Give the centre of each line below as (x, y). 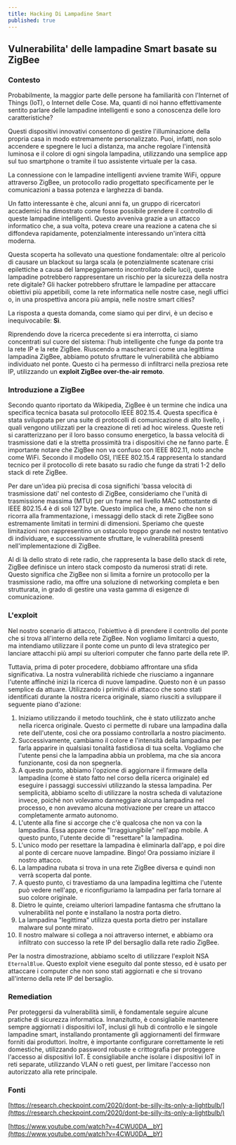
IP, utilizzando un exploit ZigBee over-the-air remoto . (86, 372)
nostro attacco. (40, 860)
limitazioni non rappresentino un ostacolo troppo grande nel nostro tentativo (118, 531)
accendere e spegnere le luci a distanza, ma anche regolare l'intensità (110, 146)
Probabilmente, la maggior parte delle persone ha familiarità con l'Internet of (118, 95)
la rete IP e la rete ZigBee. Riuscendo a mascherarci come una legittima (111, 349)
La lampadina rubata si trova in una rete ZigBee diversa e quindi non (117, 868)
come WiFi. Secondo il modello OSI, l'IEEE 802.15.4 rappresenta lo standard (117, 458)
